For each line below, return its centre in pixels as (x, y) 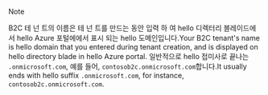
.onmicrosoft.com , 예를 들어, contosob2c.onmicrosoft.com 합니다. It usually (128, 66)
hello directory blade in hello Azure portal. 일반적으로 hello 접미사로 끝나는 (129, 56)
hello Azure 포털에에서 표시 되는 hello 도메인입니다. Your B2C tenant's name (138, 38)
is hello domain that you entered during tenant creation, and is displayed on (134, 47)
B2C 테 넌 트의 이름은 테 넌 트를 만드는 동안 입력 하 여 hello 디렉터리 (115, 28)
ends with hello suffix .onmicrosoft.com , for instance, (96, 75)
